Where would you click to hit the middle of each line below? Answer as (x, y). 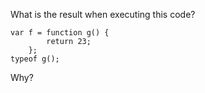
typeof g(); (35, 59)
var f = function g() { (60, 33)
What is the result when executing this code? (103, 14)
